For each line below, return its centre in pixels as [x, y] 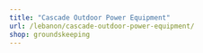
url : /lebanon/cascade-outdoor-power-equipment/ [102, 26]
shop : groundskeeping [50, 34]
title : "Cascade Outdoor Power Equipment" [90, 18]
